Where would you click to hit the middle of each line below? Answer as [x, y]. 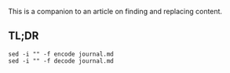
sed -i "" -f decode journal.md [61, 61]
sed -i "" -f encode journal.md [61, 54]
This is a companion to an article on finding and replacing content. [115, 11]
